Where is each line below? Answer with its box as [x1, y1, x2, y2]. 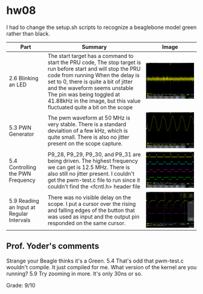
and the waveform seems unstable [47, 84, 134, 91]
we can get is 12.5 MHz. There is [47, 164, 130, 171]
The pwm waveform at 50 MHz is [47, 114, 130, 121]
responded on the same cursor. [47, 220, 126, 227]
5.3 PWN [8, 124, 31, 131]
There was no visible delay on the [47, 194, 131, 201]
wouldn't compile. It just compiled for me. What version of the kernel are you [6, 263, 197, 270]
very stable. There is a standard [47, 121, 126, 128]
